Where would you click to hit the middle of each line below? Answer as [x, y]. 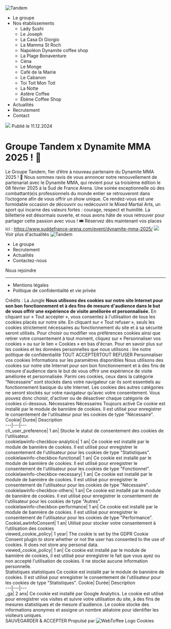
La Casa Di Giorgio [40, 39]
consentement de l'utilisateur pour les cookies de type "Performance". [79, 517]
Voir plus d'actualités [27, 234]
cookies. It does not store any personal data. [52, 545]
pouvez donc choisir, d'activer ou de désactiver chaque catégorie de [77, 398]
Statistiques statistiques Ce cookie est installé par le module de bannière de [85, 572]
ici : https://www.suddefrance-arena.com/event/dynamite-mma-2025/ [79, 229]
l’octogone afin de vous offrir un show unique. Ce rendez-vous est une [79, 199]
